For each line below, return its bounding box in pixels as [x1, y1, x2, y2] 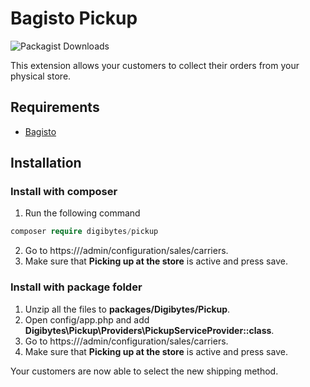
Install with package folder [10, 280, 143, 294]
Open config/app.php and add [24, 313, 150, 326]
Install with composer [10, 185, 118, 199]
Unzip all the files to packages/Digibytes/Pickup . [24, 303, 231, 315]
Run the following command [24, 207, 141, 219]
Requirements [10, 99, 100, 116]
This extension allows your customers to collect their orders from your [10, 59, 300, 71]
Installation [10, 155, 82, 172]
